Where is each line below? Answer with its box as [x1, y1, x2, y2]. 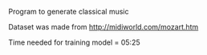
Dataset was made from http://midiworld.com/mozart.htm [8, 22, 199, 31]
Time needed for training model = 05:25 [8, 37, 140, 47]
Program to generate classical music [8, 7, 129, 16]
